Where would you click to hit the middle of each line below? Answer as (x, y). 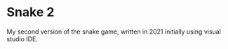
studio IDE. (22, 38)
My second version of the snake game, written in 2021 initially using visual (114, 31)
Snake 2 (31, 12)
